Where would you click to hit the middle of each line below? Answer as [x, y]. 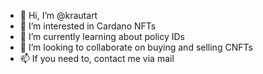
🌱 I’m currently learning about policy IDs [102, 36]
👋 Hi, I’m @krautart [58, 15]
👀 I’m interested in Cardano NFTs [88, 26]
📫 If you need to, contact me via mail [97, 58]
